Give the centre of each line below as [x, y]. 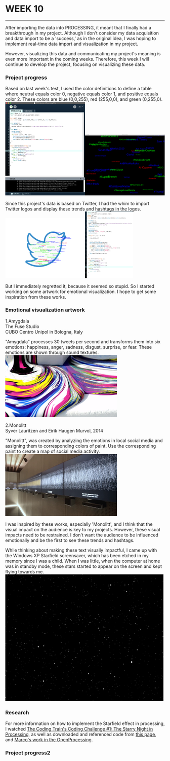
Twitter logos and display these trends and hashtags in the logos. [73, 209]
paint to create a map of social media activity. [53, 451]
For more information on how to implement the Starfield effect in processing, [85, 723]
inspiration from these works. [36, 297]
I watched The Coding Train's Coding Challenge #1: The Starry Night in [79, 729]
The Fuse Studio [22, 326]
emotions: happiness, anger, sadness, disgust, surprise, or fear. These [79, 347]
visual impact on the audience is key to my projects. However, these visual [83, 529]
